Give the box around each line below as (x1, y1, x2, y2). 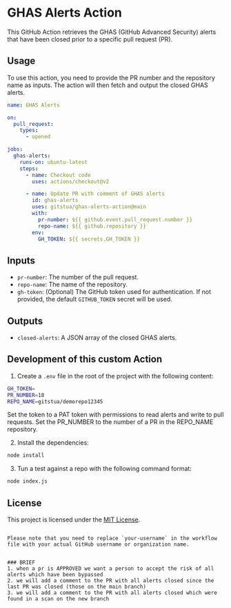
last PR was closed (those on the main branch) (7, 583, 147, 590)
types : (19, 127, 39, 134)
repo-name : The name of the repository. (17, 280, 128, 288)
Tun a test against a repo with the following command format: (17, 465, 192, 473)
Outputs (7, 315, 43, 326)
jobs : (7, 146, 23, 153)
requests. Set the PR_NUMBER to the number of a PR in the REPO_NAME (7, 418, 214, 426)
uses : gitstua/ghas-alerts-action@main (32, 203, 147, 210)
